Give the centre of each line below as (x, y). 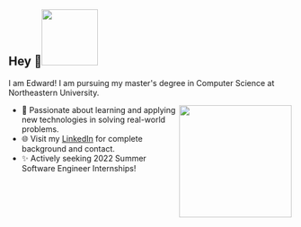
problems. (40, 129)
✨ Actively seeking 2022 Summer (84, 158)
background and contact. (68, 148)
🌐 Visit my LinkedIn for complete (82, 138)
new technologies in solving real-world (93, 119)
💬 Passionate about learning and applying (98, 109)
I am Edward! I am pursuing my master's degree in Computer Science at (142, 83)
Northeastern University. (54, 92)
